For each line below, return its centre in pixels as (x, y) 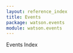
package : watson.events (36, 22)
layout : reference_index (37, 11)
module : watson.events (34, 28)
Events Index (22, 45)
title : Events (24, 17)
